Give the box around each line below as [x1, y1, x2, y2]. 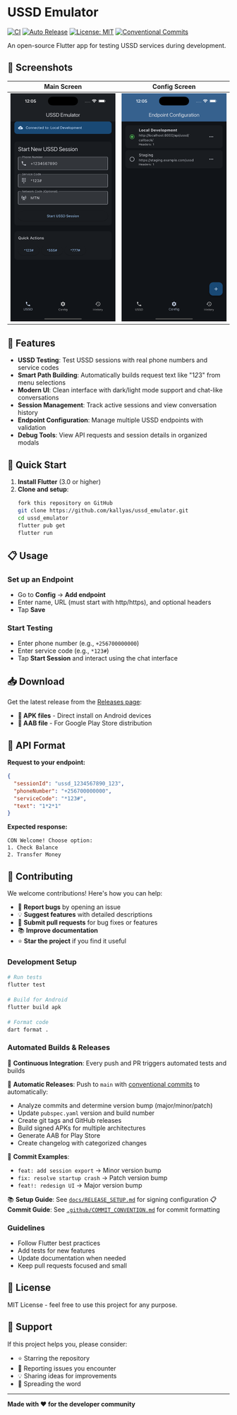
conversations [17, 393, 59, 402]
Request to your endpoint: [7, 758, 86, 766]
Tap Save [17, 606, 46, 614]
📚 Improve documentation [17, 926, 99, 935]
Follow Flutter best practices [17, 1239, 101, 1247]
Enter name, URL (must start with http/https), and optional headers [17, 598, 212, 607]
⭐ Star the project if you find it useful [17, 937, 127, 946]
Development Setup [7, 957, 77, 967]
